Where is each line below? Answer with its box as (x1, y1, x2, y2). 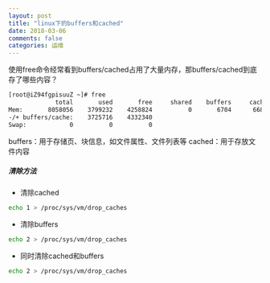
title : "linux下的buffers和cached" (8, 19, 124, 27)
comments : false (8, 34, 63, 43)
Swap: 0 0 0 (8, 121, 153, 129)
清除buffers (19, 219, 59, 229)
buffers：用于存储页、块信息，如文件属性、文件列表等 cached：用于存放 (8, 136, 249, 146)
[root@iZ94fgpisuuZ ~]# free (8, 91, 106, 99)
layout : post (8, 11, 52, 20)
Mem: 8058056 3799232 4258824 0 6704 (8, 105, 231, 113)
